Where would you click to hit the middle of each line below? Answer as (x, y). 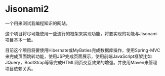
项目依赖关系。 (20, 68)
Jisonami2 (27, 9)
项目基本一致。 (20, 40)
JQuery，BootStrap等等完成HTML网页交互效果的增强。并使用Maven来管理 (81, 62)
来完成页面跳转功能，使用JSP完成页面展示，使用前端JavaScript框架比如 (79, 56)
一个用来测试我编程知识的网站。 (38, 23)
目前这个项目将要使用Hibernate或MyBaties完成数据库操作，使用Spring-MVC (83, 50)
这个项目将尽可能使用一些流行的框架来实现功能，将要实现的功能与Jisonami (81, 33)
